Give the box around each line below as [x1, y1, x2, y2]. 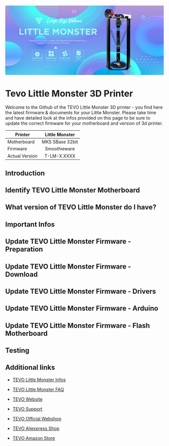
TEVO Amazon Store [12, 435, 55, 441]
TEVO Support [12, 406, 43, 412]
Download [5, 270, 38, 279]
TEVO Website [12, 396, 43, 402]
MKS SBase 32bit [42, 139, 78, 145]
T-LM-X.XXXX [44, 153, 75, 159]
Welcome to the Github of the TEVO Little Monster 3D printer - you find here [5, 104, 163, 111]
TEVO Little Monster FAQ [12, 386, 64, 392]
